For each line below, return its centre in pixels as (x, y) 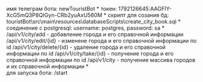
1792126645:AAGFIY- (145, 9)
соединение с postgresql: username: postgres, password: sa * (85, 28)
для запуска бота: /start (37, 73)
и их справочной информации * (48, 66)
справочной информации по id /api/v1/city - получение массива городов (101, 60)
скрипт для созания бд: (138, 15)
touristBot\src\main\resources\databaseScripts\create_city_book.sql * (94, 21)
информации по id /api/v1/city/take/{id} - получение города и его (90, 53)
